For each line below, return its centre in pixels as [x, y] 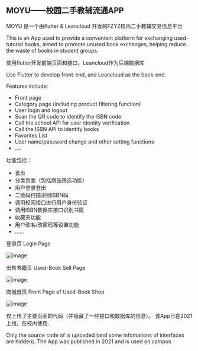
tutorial [15, 44]
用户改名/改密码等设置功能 [47, 225]
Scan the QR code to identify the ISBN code [68, 116]
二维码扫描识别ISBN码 [42, 195]
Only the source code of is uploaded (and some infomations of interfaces [95, 335]
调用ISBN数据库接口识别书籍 [49, 210]
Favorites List [31, 135]
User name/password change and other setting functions [85, 142]
